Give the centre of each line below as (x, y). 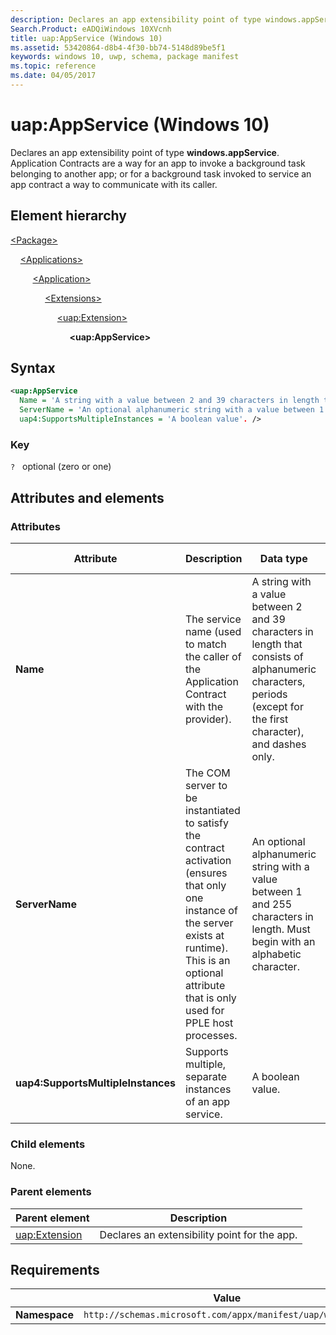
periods (269, 694)
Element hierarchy (68, 216)
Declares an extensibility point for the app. (198, 1234)
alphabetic (276, 954)
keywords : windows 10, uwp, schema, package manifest (125, 57)
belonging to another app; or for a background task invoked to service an (161, 173)
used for (205, 1010)
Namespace (45, 1315)
